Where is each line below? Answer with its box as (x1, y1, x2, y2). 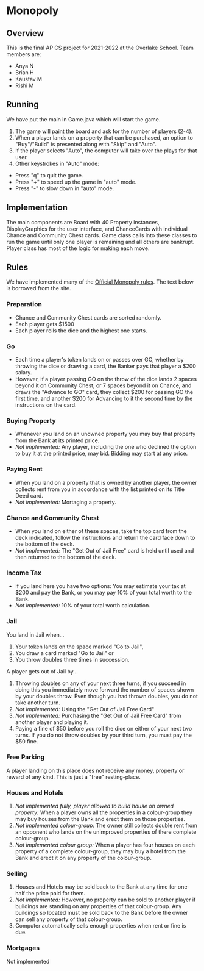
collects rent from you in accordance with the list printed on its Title (15, 486, 185, 493)
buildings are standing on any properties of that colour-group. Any (15, 903, 182, 910)
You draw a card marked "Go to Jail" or (15, 649, 114, 656)
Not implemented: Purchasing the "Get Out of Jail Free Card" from (15, 712, 181, 719)
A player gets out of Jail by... (6, 667, 78, 675)
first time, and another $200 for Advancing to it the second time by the (15, 395, 193, 403)
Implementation (6, 202, 68, 213)
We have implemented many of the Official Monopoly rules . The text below (6, 278, 194, 285)
